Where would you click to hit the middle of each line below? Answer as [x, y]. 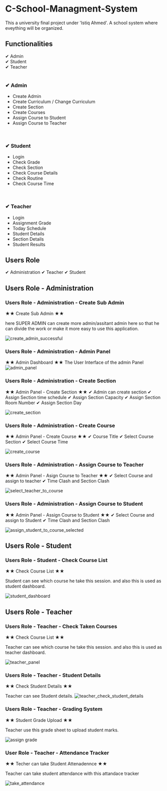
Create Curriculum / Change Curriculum [54, 102]
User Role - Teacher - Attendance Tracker [57, 753]
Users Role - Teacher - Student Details [53, 675]
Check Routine [28, 178]
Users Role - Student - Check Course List [56, 560]
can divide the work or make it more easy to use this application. [72, 329]
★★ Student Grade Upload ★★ [39, 720]
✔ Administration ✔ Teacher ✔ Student [46, 272]
